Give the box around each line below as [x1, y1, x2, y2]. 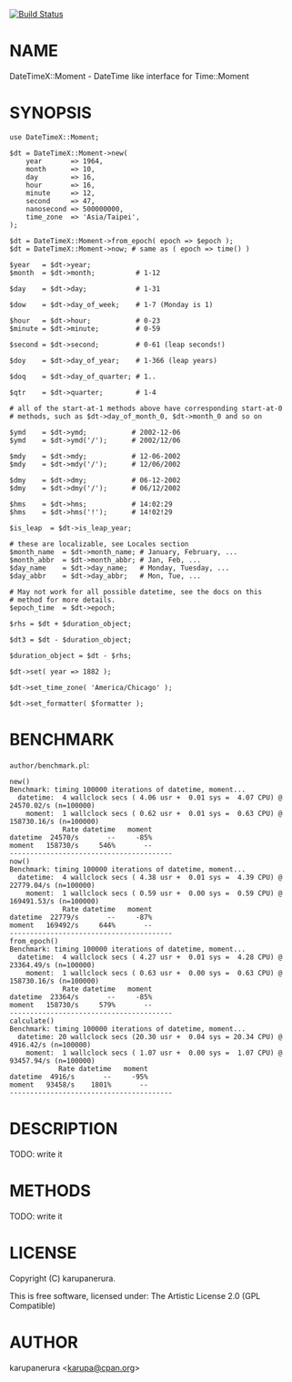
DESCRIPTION [9, 1119, 118, 1139]
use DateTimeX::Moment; [9, 132, 100, 141]
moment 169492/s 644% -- [9, 921, 153, 930]
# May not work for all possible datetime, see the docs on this [9, 587, 262, 596]
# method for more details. [9, 595, 116, 604]
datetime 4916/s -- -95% [9, 1072, 148, 1081]
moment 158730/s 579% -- [9, 1000, 153, 1009]
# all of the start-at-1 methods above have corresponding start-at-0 [9, 404, 283, 413]
